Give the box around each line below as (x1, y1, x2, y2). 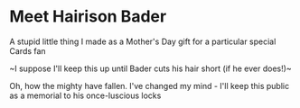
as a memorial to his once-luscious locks (9, 90, 162, 101)
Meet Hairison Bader (9, 6, 167, 27)
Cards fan (9, 45, 47, 56)
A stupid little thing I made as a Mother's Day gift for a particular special (9, 36, 277, 47)
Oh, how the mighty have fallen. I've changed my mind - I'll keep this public (9, 80, 290, 91)
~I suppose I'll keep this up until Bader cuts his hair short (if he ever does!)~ (9, 63, 292, 74)
